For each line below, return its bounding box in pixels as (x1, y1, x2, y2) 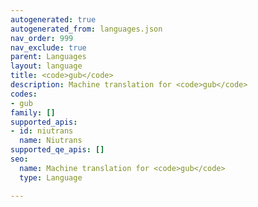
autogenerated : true (10, 14, 97, 25)
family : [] (10, 107, 56, 118)
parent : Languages (10, 52, 87, 62)
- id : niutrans (10, 126, 74, 136)
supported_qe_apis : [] (10, 145, 105, 155)
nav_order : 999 (10, 33, 74, 43)
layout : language (10, 61, 83, 71)
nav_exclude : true (10, 42, 87, 53)
